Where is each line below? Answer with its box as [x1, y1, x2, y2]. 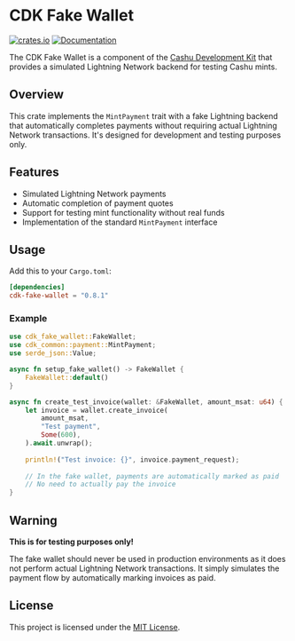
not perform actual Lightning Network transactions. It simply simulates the [9, 563, 280, 574]
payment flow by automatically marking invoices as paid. [9, 572, 216, 582]
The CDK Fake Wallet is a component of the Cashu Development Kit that [9, 51, 273, 62]
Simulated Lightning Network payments [21, 188, 167, 199]
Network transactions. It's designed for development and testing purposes [9, 130, 282, 140]
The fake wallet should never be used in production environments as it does [9, 553, 286, 564]
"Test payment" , [41, 423, 101, 431]
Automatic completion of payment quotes [21, 197, 175, 209]
